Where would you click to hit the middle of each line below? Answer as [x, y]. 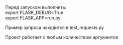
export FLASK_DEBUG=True [34, 12]
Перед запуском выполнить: [36, 7]
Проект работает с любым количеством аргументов [62, 37]
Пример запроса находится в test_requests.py [55, 27]
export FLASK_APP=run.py [33, 18]
